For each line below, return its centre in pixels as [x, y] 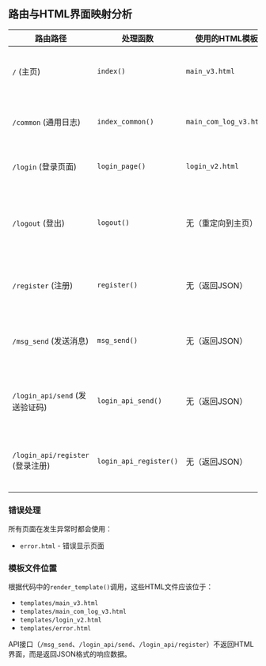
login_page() [122, 166]
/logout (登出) [39, 223]
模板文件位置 [33, 569]
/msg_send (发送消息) [51, 341]
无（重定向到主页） [222, 223]
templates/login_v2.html [61, 620]
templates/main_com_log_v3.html [73, 612]
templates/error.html [55, 629]
